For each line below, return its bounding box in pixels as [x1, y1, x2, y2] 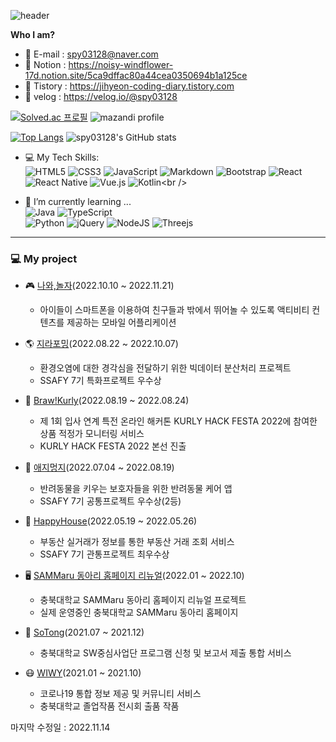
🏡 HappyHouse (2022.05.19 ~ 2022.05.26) [24, 515, 198, 527]
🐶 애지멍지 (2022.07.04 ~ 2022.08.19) [24, 461, 175, 474]
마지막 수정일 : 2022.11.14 [10, 721, 111, 734]
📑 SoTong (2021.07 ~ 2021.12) [24, 626, 145, 639]
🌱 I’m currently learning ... [24, 196, 132, 207]
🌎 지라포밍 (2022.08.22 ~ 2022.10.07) [24, 338, 179, 350]
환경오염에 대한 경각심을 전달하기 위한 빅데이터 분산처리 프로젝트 [39, 362, 292, 374]
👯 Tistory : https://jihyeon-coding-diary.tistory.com [24, 80, 235, 92]
